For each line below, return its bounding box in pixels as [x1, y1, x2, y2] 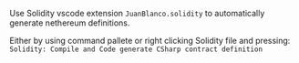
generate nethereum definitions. [9, 17, 130, 28]
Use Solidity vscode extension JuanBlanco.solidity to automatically [9, 8, 265, 18]
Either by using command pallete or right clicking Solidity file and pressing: [9, 36, 291, 46]
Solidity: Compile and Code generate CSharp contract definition [9, 45, 263, 54]
